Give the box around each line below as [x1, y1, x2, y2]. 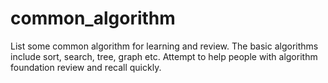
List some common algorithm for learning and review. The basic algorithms [10, 40, 319, 52]
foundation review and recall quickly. [10, 61, 162, 73]
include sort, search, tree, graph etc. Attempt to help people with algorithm [10, 50, 318, 62]
